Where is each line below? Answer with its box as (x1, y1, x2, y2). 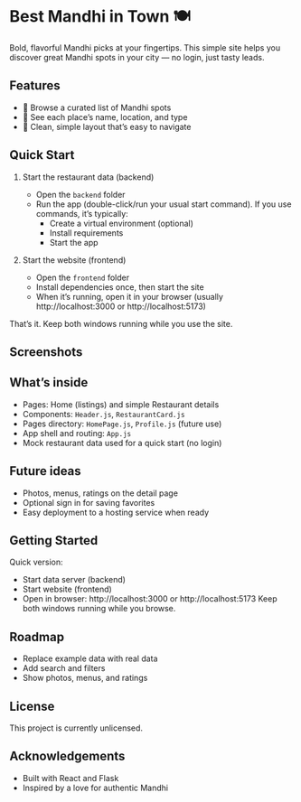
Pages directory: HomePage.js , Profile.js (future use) (22, 418, 222, 429)
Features (9, 78, 61, 94)
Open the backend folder (35, 189, 126, 200)
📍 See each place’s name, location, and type (22, 111, 188, 122)
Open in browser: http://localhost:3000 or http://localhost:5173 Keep (22, 593, 277, 604)
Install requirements (49, 227, 124, 238)
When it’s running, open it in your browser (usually (35, 291, 224, 302)
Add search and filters (22, 663, 106, 674)
